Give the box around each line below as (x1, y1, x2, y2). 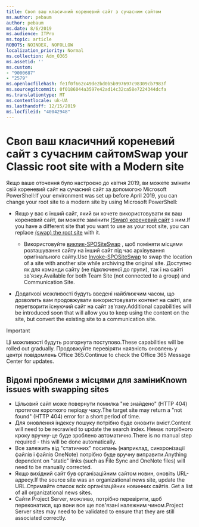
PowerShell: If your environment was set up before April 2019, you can (6, 192, 178, 199)
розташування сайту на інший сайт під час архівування (23, 247, 165, 254)
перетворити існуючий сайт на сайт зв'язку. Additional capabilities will (14, 303, 191, 310)
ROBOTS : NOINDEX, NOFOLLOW (6, 42, 73, 48)
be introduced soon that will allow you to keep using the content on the (14, 309, 189, 316)
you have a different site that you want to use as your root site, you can (14, 223, 189, 230)
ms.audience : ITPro (6, 31, 55, 37)
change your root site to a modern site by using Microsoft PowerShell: (6, 198, 178, 206)
